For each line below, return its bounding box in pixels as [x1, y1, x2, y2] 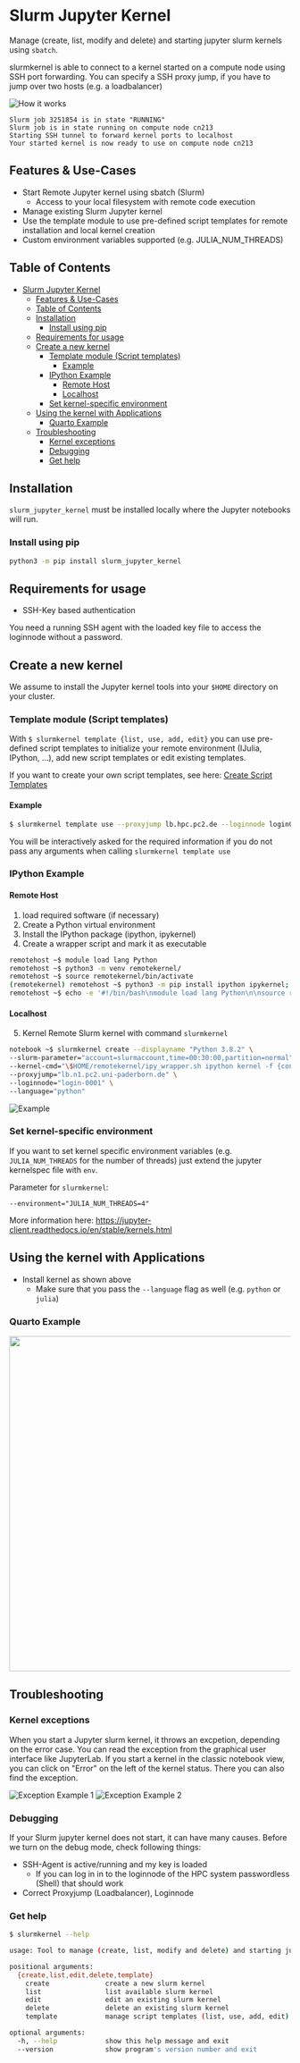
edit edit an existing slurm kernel [25, 1995, 221, 2005]
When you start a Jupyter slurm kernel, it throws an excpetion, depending [9, 1734, 280, 1745]
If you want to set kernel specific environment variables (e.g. [9, 1145, 232, 1156]
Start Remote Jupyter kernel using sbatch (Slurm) [21, 187, 205, 198]
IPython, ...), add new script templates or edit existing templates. [9, 753, 246, 763]
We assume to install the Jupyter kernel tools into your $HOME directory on [9, 681, 279, 693]
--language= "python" [9, 1087, 87, 1096]
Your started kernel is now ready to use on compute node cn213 [9, 139, 254, 147]
